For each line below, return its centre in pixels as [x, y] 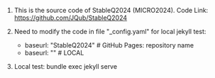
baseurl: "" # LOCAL [54, 53]
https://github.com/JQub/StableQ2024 [71, 18]
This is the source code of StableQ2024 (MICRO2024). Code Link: [111, 10]
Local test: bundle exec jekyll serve [66, 66]
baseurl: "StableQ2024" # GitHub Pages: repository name [109, 45]
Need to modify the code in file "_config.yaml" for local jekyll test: [110, 32]
